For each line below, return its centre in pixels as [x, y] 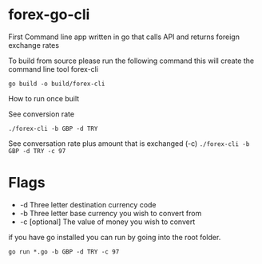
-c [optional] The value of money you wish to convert [107, 222]
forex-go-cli [49, 15]
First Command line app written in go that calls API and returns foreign [124, 37]
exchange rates [34, 45]
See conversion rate [41, 114]
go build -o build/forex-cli [57, 84]
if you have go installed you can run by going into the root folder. [115, 237]
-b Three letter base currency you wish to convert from [111, 213]
